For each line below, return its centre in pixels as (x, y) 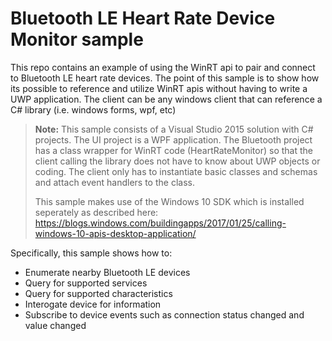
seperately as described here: (96, 212)
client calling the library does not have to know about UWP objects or (177, 161)
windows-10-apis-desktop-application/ (115, 233)
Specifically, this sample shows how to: (91, 253)
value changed (55, 325)
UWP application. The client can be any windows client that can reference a (166, 99)
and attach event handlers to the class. (114, 182)
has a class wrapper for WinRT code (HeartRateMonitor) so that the (173, 150)
